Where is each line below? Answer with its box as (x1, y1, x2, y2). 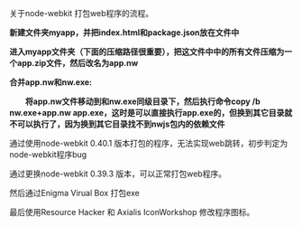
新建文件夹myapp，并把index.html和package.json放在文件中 (9, 27, 240, 38)
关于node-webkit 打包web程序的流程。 (9, 8, 154, 18)
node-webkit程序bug (9, 149, 87, 160)
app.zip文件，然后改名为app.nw (16, 58, 139, 68)
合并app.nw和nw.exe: (9, 77, 93, 88)
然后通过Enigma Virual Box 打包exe (9, 188, 140, 198)
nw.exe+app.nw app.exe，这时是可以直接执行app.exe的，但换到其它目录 (9, 108, 285, 118)
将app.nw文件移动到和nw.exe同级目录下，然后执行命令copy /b (25, 96, 261, 107)
